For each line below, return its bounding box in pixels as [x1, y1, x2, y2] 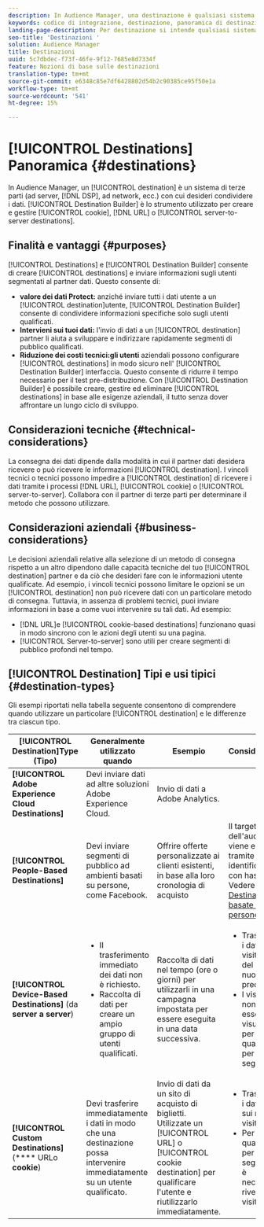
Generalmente [90, 736, 145, 747]
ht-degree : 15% [8, 99, 58, 107]
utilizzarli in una [156, 984, 214, 995]
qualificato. [86, 1187, 127, 1198]
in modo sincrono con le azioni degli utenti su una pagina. [19, 628, 207, 637]
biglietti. [156, 1108, 187, 1119]
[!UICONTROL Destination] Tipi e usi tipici [8, 667, 216, 680]
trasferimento [99, 949, 149, 960]
